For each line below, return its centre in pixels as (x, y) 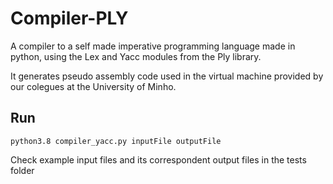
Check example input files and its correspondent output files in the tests (158, 159)
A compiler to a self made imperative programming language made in (153, 46)
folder (22, 170)
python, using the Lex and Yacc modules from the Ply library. (136, 56)
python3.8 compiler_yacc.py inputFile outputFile (116, 141)
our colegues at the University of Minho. (93, 86)
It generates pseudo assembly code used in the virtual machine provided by (167, 76)
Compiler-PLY (69, 18)
